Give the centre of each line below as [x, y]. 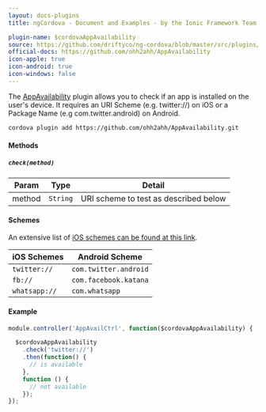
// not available [58, 387]
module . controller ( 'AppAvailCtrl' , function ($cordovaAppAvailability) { [131, 328]
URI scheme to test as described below [153, 198]
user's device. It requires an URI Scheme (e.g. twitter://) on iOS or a [118, 104]
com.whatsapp [96, 291]
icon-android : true [40, 67]
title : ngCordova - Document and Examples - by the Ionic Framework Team [133, 23]
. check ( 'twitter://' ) [58, 350]
